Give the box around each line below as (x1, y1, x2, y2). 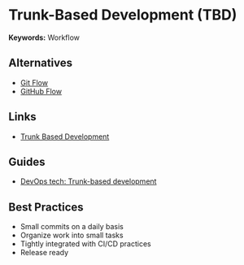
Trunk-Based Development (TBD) (8, 6, 237, 24)
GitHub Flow (20, 86, 63, 96)
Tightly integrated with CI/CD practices (20, 239, 152, 249)
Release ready (20, 248, 69, 258)
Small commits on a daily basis (20, 222, 124, 232)
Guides (8, 154, 46, 168)
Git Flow (20, 77, 49, 87)
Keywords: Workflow (8, 33, 80, 42)
